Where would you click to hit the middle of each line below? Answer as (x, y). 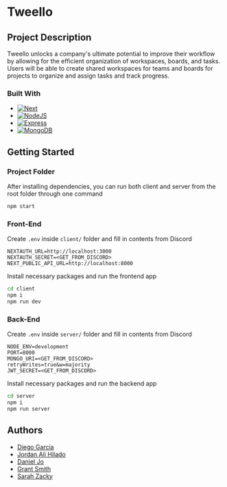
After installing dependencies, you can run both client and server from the (111, 186)
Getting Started (41, 152)
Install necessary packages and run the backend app (82, 384)
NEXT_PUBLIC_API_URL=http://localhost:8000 (70, 264)
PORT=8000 (21, 353)
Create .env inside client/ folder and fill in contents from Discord (99, 239)
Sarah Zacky (35, 476)
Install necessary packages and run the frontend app (82, 276)
